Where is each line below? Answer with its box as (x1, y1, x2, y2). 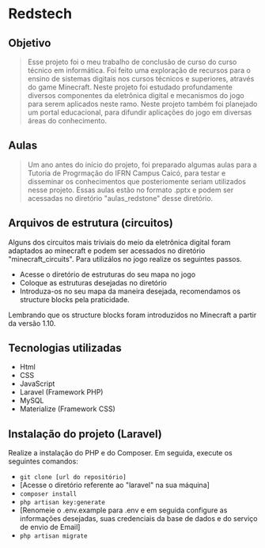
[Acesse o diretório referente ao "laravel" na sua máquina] (19, 480, 210, 490)
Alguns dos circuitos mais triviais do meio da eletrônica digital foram (8, 237, 231, 247)
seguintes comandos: (8, 456, 79, 467)
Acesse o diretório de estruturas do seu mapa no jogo (19, 270, 196, 279)
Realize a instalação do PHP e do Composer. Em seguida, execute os (8, 448, 233, 458)
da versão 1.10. (8, 318, 56, 328)
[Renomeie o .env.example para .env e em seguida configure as (19, 505, 228, 515)
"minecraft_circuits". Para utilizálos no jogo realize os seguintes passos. (8, 254, 243, 263)
